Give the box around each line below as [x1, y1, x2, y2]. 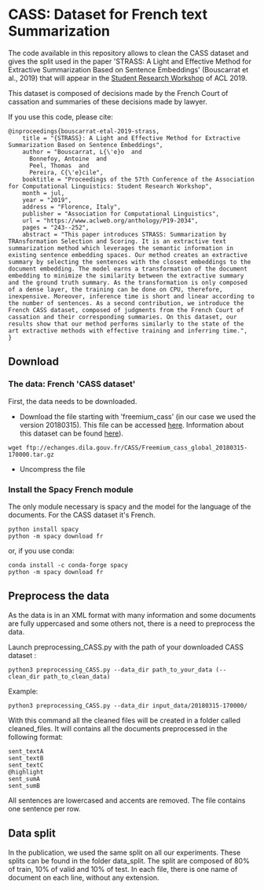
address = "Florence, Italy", [22, 203, 122, 211]
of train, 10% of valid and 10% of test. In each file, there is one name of [8, 864, 238, 873]
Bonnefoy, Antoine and [28, 155, 108, 163]
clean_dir [8, 672, 41, 681]
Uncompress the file [19, 464, 86, 473]
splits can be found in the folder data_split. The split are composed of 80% [8, 855, 250, 866]
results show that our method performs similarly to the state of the [8, 320, 244, 328]
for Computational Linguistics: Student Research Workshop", [8, 182, 213, 190]
